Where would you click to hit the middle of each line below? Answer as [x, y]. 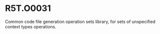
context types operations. [31, 26]
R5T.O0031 [28, 8]
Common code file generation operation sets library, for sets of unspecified [80, 22]
